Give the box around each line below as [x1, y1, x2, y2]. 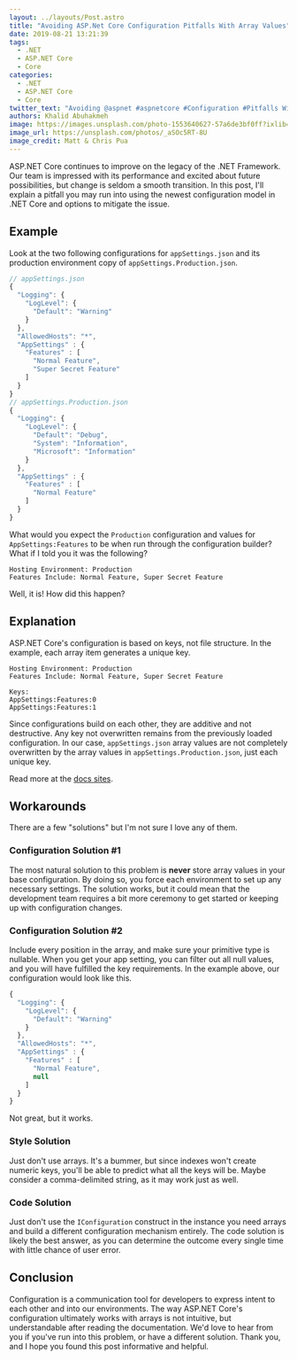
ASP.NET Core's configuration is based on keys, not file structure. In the [9, 637, 272, 648]
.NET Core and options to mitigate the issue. [9, 198, 171, 209]
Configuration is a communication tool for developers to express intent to [9, 1294, 276, 1304]
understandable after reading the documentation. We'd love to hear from [9, 1322, 274, 1333]
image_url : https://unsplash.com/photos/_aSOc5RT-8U [9, 128, 208, 137]
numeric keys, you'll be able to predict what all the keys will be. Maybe [9, 1164, 267, 1175]
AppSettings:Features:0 [9, 695, 97, 704]
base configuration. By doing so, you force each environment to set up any [9, 874, 282, 884]
